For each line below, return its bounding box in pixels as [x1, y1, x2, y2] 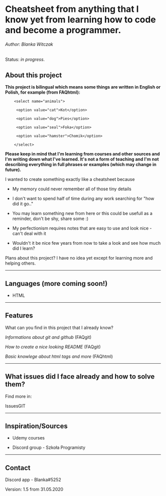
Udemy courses [12, 435, 45, 441]
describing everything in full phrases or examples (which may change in [5, 162, 157, 167]
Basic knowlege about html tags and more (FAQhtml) [5, 353, 113, 359]
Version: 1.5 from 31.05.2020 [5, 487, 63, 493]
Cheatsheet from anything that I [5, 3, 139, 15]
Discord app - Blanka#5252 [5, 477, 61, 483]
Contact [5, 463, 31, 472]
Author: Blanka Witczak [5, 41, 53, 47]
